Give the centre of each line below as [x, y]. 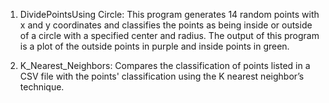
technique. [42, 87]
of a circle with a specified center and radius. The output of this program [169, 35]
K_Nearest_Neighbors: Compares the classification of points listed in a [165, 65]
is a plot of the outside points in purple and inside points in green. [154, 46]
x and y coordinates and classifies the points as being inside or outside [166, 25]
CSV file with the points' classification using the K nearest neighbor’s [162, 76]
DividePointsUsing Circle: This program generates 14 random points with [169, 14]
